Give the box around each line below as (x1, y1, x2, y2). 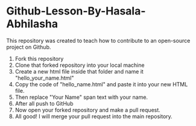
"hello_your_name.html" (14, 74, 74, 81)
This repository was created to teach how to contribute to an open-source (6, 37, 191, 44)
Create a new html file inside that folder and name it (14, 68, 144, 75)
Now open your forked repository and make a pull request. (14, 106, 161, 113)
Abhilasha (6, 17, 58, 31)
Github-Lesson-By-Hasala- (6, 4, 146, 18)
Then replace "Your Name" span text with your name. (14, 93, 148, 101)
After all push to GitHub (14, 99, 74, 107)
